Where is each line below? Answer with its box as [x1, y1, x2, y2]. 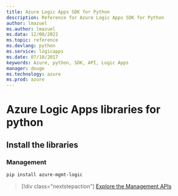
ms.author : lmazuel [6, 25, 56, 32]
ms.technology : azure [6, 71, 61, 77]
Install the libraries [6, 140, 79, 150]
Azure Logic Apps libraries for [6, 103, 161, 117]
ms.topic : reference [6, 37, 59, 43]
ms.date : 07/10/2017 [6, 54, 59, 60]
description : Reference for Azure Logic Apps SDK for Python [6, 15, 165, 21]
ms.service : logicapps [6, 49, 64, 55]
